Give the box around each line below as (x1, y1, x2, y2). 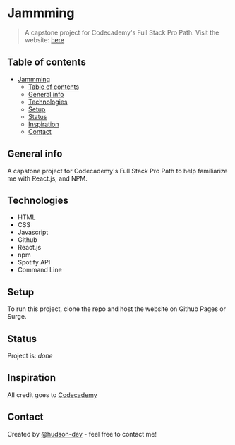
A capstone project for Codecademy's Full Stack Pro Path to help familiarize (7, 166, 228, 175)
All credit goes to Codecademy (7, 390, 97, 399)
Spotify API (17, 258, 51, 267)
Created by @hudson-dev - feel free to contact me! (7, 429, 157, 438)
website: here (24, 35, 65, 44)
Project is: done (7, 351, 53, 360)
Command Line (17, 266, 62, 274)
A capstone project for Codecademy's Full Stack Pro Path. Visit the (24, 28, 219, 37)
